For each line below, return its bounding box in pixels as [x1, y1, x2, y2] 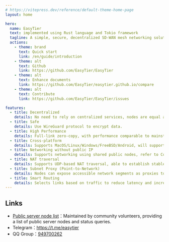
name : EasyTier [10, 26, 42, 31]
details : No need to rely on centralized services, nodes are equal [14, 114, 161, 120]
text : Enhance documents [18, 78, 71, 83]
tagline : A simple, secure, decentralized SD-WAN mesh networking [10, 35, 152, 40]
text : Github [18, 64, 46, 69]
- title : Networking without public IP [10, 147, 94, 153]
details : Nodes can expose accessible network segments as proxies [14, 171, 158, 176]
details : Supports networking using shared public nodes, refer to [14, 152, 158, 157]
